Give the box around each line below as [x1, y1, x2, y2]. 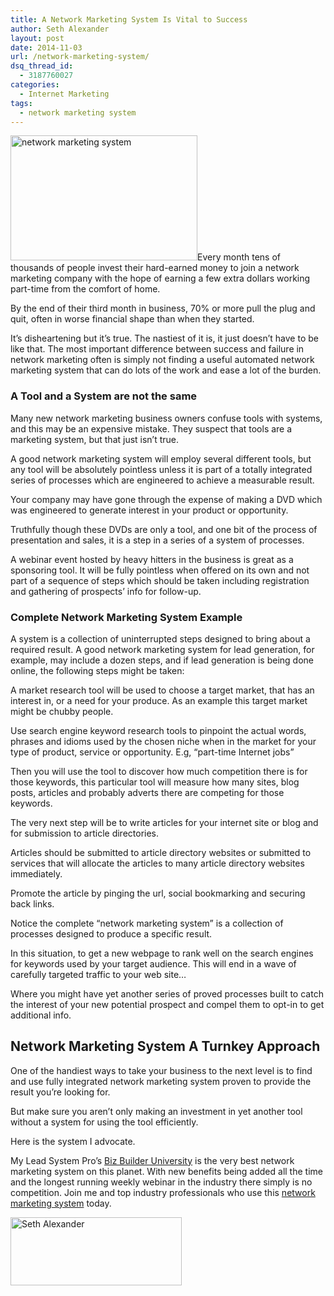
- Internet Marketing [19, 89, 110, 99]
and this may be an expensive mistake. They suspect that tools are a [10, 422, 293, 435]
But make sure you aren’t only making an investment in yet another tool [10, 1105, 303, 1117]
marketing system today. [10, 1197, 112, 1209]
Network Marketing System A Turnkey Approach [10, 1038, 321, 1055]
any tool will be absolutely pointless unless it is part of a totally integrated [10, 463, 313, 475]
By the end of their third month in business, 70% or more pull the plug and [10, 302, 316, 315]
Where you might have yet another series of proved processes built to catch [10, 987, 324, 1000]
